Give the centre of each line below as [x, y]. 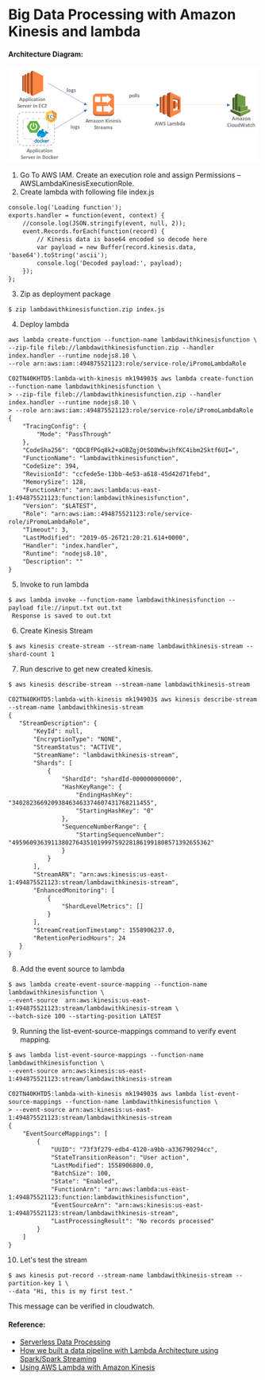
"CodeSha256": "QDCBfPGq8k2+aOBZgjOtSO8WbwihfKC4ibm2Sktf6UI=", [131, 450]
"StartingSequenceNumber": [120, 835]
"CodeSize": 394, [51, 466]
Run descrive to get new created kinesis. [86, 669]
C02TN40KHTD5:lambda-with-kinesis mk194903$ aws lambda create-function [131, 379]
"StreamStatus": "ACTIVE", [78, 747]
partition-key [32, 1284]
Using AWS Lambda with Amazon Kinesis [87, 1367]
